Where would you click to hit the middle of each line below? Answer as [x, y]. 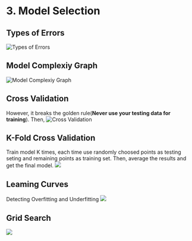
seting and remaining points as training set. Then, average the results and [96, 158]
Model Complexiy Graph [52, 66]
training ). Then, [26, 119]
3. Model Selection [53, 11]
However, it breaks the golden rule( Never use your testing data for [89, 113]
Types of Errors [35, 33]
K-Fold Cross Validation [51, 138]
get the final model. [30, 166]
